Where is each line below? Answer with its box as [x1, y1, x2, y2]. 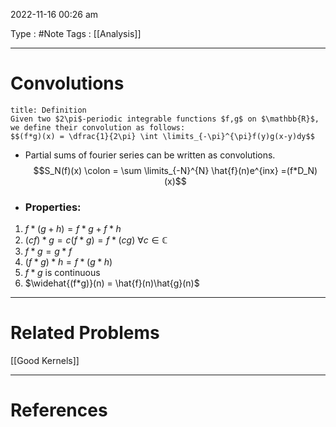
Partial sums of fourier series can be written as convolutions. [24, 149, 276, 161]
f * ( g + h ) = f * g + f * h [24, 223, 122, 235]
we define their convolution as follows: [10, 122, 186, 133]
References [10, 399, 108, 422]
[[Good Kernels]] [10, 355, 80, 367]
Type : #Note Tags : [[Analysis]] [10, 28, 142, 39]
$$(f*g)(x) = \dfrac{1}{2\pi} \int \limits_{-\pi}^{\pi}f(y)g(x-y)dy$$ [10, 131, 315, 141]
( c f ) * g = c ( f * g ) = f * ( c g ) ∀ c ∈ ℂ [24, 234, 168, 246]
